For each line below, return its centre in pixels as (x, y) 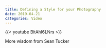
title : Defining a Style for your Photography (53, 9)
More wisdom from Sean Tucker (37, 41)
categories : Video (24, 18)
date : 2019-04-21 (23, 14)
